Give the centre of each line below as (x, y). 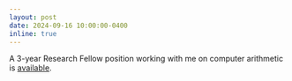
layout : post (33, 17)
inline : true (33, 33)
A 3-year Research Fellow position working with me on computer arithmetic (146, 59)
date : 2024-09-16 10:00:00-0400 (68, 26)
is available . (30, 68)
